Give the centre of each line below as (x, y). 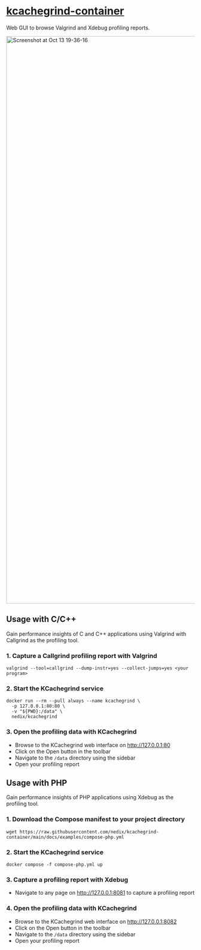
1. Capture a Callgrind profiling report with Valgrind (82, 656)
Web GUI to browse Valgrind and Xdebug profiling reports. (78, 28)
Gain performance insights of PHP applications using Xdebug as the (90, 797)
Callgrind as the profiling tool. (42, 640)
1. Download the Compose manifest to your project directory (96, 820)
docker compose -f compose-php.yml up (54, 865)
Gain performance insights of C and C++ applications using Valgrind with (96, 634)
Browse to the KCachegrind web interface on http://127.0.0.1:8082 (96, 921)
